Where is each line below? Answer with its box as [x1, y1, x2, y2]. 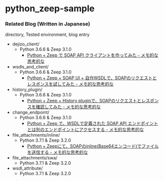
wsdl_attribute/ [12, 165, 43, 171]
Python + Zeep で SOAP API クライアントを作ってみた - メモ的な [27, 52, 159, 58]
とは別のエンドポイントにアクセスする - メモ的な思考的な [27, 126, 144, 133]
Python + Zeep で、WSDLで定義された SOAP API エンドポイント [27, 121, 158, 126]
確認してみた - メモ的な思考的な [36, 104, 101, 110]
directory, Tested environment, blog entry [5, 31, 90, 37]
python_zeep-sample [5, 3, 95, 14]
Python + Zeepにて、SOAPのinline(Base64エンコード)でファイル [27, 143, 159, 149]
